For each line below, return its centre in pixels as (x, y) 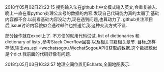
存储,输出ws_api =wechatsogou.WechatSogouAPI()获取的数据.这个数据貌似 (81, 48)
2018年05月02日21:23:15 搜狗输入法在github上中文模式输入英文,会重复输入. (81, 7)
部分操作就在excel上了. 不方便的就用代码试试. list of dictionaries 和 (72, 36)
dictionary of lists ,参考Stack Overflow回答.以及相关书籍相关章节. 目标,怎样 (81, 42)
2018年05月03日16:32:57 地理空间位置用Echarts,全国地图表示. (68, 64)
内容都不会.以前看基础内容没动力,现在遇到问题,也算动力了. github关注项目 (79, 19)
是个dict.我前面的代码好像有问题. (38, 54)
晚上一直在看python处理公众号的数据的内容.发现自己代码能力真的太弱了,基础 (82, 13)
